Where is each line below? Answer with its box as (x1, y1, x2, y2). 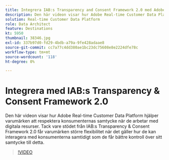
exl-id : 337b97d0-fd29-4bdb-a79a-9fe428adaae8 (5, 40, 105, 45)
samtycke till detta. (5, 139, 44, 145)
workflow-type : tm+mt (5, 49, 51, 55)
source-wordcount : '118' (5, 54, 57, 60)
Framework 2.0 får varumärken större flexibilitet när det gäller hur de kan (5, 129, 156, 135)
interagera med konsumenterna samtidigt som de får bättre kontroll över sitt (5, 134, 162, 140)
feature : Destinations (5, 26, 53, 31)
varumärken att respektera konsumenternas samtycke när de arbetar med (5, 118, 158, 124)
